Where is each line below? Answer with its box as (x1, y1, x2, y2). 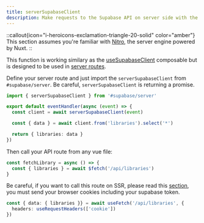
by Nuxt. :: (6, 44, 32, 52)
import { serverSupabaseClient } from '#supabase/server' (6, 93, 157, 99)
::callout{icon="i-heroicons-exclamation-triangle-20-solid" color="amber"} (6, 31, 195, 38)
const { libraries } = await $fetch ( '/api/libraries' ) (12, 165, 155, 171)
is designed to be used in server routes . (6, 62, 106, 70)
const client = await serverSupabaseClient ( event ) (12, 109, 144, 116)
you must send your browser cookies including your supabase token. (6, 188, 180, 196)
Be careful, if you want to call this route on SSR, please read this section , (6, 182, 189, 189)
